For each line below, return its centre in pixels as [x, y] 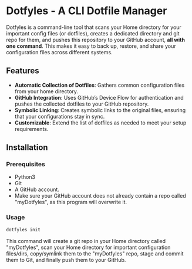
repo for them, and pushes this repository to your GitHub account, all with [95, 40]
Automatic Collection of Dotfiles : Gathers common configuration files [100, 85]
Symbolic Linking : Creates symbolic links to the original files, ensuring [100, 110]
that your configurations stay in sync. [60, 116]
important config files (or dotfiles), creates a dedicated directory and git [93, 33]
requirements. [31, 129]
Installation [27, 148]
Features [23, 71]
